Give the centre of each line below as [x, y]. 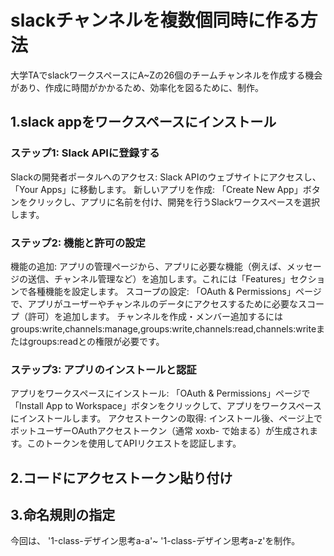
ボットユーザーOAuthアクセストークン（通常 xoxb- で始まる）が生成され [160, 431]
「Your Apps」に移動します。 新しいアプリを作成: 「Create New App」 [156, 189]
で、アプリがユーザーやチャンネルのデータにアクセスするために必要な [154, 303]
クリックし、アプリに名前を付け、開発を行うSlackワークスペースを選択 [174, 202]
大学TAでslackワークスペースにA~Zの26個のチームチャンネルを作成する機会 [166, 75]
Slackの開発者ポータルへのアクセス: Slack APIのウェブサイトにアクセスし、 [166, 177]
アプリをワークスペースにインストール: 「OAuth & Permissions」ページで [160, 393]
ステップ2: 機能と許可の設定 [78, 243]
